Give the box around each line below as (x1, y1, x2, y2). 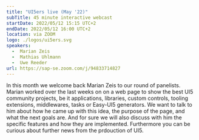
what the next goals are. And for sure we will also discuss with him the (6, 114, 182, 121)
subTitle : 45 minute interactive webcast (6, 15, 113, 21)
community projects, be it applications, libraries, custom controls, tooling (6, 95, 189, 102)
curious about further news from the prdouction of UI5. (6, 127, 144, 134)
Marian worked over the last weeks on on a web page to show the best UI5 (6, 88, 194, 96)
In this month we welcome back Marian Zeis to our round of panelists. (6, 82, 181, 89)
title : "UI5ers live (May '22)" (6, 8, 88, 15)
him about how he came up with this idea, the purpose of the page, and (6, 107, 185, 115)
